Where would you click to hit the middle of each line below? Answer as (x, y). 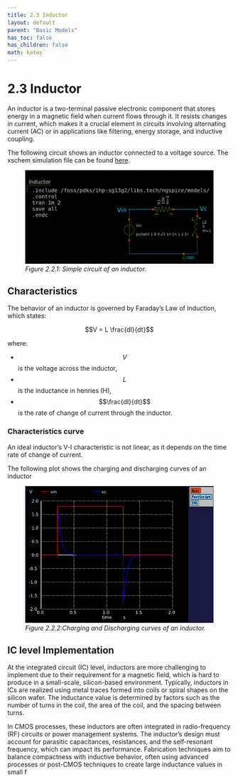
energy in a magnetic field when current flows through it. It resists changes (117, 116)
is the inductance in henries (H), (65, 391)
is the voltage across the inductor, (67, 369)
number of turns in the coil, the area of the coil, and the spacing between (114, 705)
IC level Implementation (61, 650)
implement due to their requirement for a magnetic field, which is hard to (113, 675)
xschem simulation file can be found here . (69, 160)
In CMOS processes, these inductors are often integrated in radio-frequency (119, 726)
